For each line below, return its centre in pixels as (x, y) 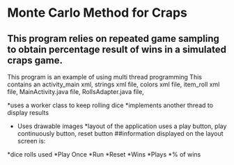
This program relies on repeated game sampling (113, 39)
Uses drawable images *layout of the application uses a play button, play (122, 126)
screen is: (31, 141)
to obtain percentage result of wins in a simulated (117, 49)
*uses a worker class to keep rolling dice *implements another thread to (110, 105)
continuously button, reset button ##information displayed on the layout (120, 133)
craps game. (35, 60)
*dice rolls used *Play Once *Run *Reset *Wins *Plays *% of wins (104, 154)
